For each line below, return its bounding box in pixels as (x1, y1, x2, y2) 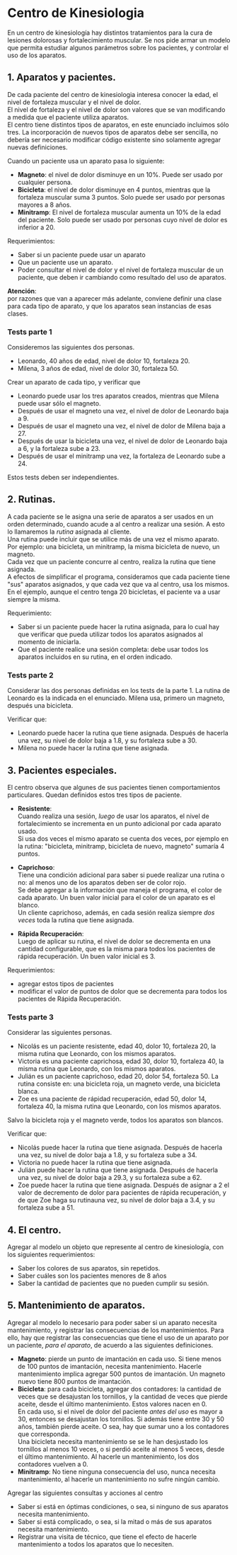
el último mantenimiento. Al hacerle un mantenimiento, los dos (17, 1452, 200, 1461)
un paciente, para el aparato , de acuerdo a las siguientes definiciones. (7, 1341, 214, 1349)
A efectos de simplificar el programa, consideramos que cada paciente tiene (7, 572, 231, 581)
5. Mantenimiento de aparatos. (7, 1299, 146, 1312)
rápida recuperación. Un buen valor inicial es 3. (17, 952, 156, 960)
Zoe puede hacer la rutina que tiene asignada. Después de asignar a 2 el (17, 1181, 230, 1190)
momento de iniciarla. (17, 637, 81, 645)
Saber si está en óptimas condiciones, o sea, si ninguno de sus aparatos (17, 1502, 229, 1510)
